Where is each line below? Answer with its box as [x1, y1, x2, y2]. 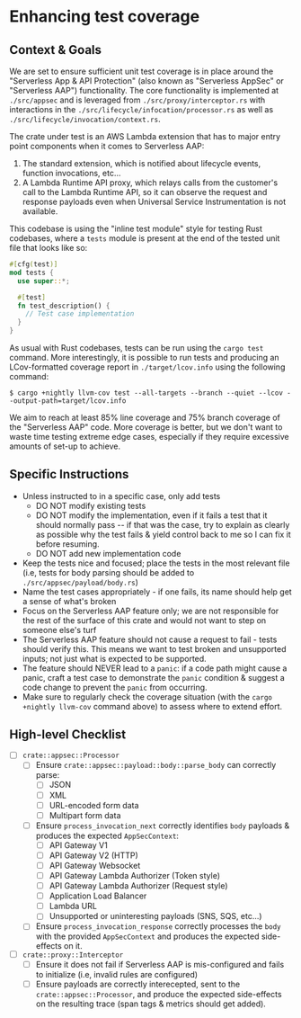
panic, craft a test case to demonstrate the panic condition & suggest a [22, 672, 285, 683]
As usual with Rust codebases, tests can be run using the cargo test [9, 343, 264, 353]
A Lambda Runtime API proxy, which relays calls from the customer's [22, 177, 279, 188]
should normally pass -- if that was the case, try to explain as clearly [35, 519, 290, 530]
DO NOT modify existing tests [35, 500, 146, 511]
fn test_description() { [17, 301, 111, 310]
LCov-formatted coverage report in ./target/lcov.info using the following [9, 362, 286, 372]
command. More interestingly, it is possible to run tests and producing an [9, 353, 280, 362]
